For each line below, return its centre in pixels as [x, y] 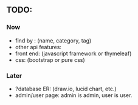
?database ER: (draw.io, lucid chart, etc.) [66, 89]
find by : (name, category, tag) [53, 40]
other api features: [38, 47]
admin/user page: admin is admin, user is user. [74, 95]
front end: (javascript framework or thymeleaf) [73, 53]
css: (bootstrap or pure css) [50, 59]
